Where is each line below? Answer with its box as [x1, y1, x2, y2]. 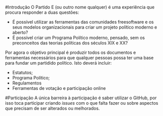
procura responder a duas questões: [5, 9, 79, 15]
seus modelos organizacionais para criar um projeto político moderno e [12, 24, 158, 30]
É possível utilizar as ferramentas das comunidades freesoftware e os [12, 19, 154, 25]
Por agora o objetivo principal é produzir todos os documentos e [5, 49, 136, 55]
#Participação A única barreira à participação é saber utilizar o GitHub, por [5, 95, 157, 101]
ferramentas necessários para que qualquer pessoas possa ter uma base [5, 55, 154, 61]
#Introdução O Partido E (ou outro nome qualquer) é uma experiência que [5, 4, 155, 10]
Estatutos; [12, 70, 33, 76]
